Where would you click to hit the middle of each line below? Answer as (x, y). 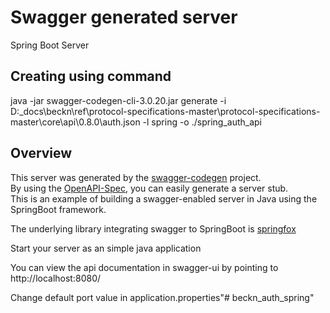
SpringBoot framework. (58, 209)
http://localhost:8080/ (56, 278)
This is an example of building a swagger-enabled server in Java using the (164, 198)
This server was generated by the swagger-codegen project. (136, 177)
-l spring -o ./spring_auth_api (202, 122)
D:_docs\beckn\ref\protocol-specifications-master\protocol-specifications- (165, 111)
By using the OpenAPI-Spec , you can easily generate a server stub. (149, 188)
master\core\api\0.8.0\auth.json (75, 122)
